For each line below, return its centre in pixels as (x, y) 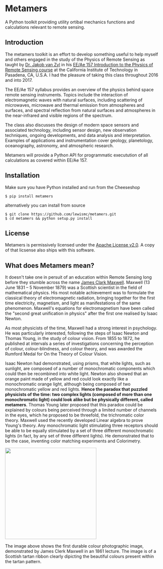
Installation (22, 176)
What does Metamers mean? (50, 265)
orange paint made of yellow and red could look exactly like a (66, 379)
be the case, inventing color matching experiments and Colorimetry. (73, 441)
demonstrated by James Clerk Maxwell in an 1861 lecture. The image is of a (81, 551)
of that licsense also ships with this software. (50, 250)
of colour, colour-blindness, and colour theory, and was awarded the (74, 349)
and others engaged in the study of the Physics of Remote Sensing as (75, 59)
